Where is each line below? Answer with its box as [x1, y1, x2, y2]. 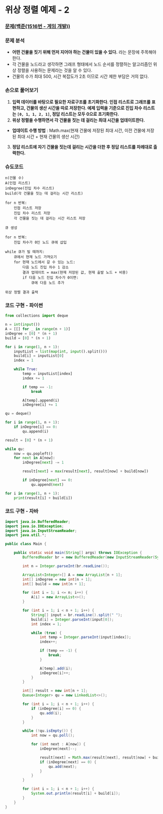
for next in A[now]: [14, 456, 55, 460]
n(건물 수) [5, 176, 24, 180]
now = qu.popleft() [14, 451, 53, 456]
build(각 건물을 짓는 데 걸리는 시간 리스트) [5, 191, 83, 196]
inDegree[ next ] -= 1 [22, 460, 64, 465]
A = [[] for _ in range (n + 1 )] [5, 327, 70, 332]
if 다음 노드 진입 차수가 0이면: [22, 275, 79, 280]
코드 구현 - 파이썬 [5, 302, 43, 309]
